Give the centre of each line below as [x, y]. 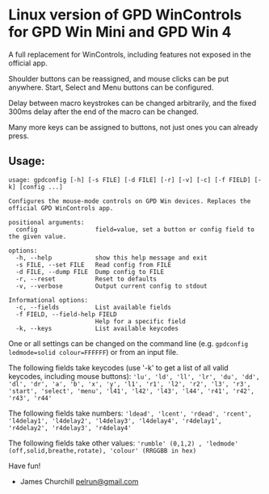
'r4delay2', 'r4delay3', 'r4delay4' [70, 428]
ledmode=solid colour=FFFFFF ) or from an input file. [94, 352]
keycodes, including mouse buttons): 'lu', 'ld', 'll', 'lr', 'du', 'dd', [134, 376]
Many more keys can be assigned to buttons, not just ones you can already [133, 127]
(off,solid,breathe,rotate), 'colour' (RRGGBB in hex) [103, 450]
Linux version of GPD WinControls [125, 15]
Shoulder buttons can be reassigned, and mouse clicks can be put [119, 78]
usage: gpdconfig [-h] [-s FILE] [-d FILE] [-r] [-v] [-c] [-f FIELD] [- [135, 179]
